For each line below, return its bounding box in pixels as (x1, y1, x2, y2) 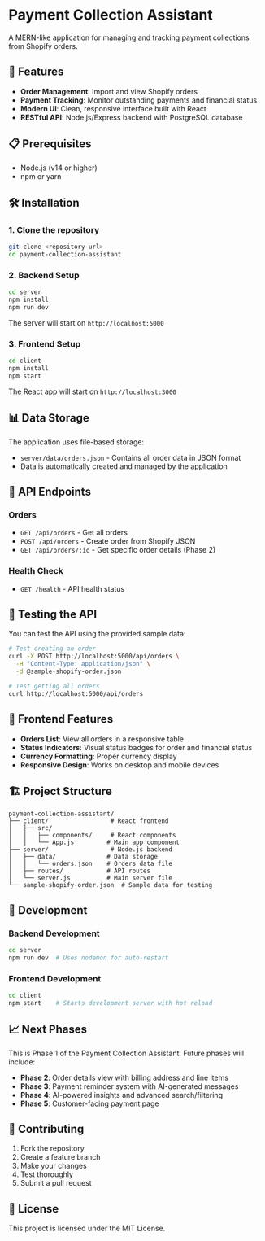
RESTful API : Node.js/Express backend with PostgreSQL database (20, 112, 243, 122)
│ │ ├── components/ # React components (8, 832, 176, 840)
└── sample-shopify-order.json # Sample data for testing (8, 881, 213, 889)
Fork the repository (20, 1143, 85, 1153)
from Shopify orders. (8, 41, 79, 50)
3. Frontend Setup (8, 338, 81, 349)
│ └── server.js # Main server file (8, 874, 173, 882)
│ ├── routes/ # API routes (8, 867, 151, 876)
